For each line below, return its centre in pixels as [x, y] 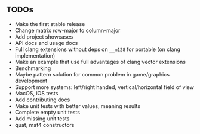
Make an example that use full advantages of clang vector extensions [100, 62]
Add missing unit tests [42, 119]
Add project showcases [44, 36]
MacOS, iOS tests [36, 93]
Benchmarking [33, 68]
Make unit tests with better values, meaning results [77, 106]
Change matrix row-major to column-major [67, 30]
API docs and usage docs [46, 43]
